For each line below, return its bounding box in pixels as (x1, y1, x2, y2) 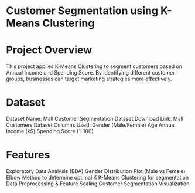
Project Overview (6, 43, 93, 57)
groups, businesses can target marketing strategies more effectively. (6, 75, 172, 83)
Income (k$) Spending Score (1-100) (6, 128, 94, 135)
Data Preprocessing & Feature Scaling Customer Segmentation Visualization (6, 180, 190, 187)
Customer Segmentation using (6, 4, 159, 18)
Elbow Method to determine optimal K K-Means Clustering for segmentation (6, 174, 189, 181)
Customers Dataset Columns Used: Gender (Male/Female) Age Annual (6, 121, 176, 128)
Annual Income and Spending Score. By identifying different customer (6, 69, 175, 76)
